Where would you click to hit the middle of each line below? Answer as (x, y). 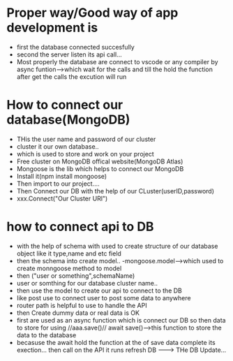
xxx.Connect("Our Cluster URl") (62, 198)
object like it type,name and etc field (69, 253)
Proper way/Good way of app (92, 13)
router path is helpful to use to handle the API (82, 305)
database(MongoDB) (68, 120)
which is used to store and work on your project (85, 154)
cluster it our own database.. (58, 146)
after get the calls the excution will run (72, 76)
